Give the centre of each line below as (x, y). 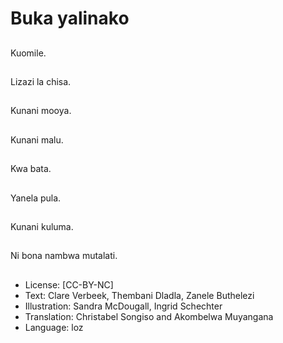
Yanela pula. (36, 198)
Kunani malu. (37, 139)
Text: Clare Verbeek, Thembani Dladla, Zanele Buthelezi (139, 295)
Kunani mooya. (41, 111)
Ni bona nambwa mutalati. (64, 256)
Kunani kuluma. (42, 226)
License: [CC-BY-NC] (69, 284)
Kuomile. (28, 53)
